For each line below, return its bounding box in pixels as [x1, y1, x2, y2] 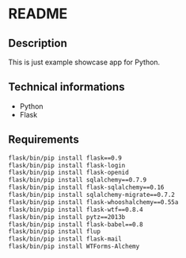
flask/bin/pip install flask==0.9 [8, 154, 123, 162]
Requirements [8, 133, 79, 147]
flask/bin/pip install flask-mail [8, 235, 123, 243]
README [8, 5, 68, 23]
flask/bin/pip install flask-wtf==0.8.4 [8, 206, 144, 214]
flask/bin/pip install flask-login [8, 161, 126, 169]
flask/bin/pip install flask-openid [8, 168, 129, 177]
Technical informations [8, 80, 125, 94]
